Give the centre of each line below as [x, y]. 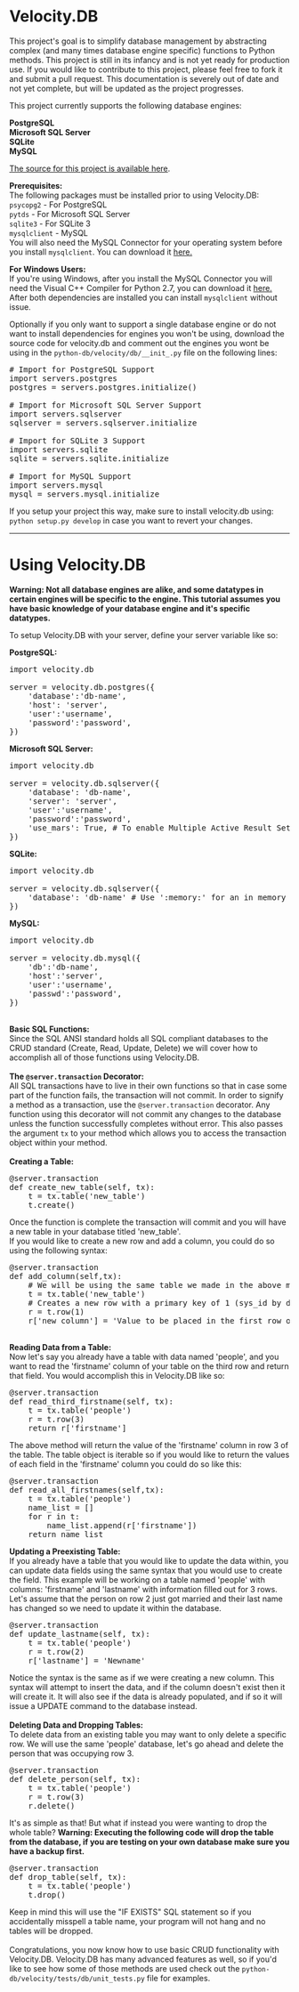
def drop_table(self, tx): [68, 1877]
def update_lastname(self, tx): [80, 1634]
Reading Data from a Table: [61, 1347]
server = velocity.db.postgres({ [82, 687]
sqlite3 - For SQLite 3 [50, 223]
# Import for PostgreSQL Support [82, 369]
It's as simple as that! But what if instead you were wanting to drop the [138, 1823]
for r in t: [54, 1516]
